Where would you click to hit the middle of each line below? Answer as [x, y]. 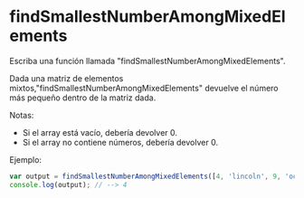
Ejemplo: [26, 159]
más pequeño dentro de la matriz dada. [83, 98]
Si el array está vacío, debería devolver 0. [100, 132]
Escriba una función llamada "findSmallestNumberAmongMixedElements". [147, 61]
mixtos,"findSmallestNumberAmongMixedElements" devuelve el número [144, 88]
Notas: [22, 115]
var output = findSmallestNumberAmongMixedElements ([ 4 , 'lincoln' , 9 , [145, 176]
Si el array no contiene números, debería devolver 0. [120, 142]
